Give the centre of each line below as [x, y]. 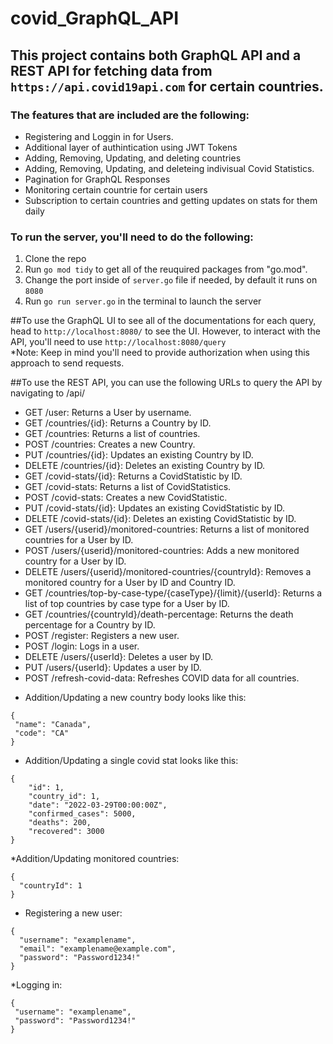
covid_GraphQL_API [95, 18]
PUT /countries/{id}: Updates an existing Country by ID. [139, 455]
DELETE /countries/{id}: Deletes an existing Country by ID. [145, 466]
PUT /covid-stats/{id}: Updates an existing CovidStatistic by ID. [154, 508]
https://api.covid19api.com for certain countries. [167, 86]
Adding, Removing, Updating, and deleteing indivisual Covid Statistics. [169, 168]
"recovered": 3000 [66, 832]
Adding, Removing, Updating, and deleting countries [133, 158]
